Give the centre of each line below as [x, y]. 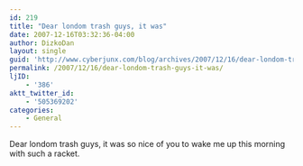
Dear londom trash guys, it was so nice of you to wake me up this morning [147, 144]
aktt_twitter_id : [42, 93]
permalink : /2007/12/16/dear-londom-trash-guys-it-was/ [116, 69]
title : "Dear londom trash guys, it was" [88, 26]
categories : [32, 110]
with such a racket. [45, 153]
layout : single [38, 51]
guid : [19, 60]
